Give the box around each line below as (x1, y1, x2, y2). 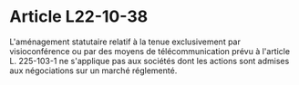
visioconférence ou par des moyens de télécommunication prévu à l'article (9, 45, 290, 56)
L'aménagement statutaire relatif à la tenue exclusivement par (9, 36, 242, 47)
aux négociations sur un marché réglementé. (9, 65, 178, 76)
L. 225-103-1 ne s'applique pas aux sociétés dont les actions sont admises (9, 55, 290, 66)
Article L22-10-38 (9, 6, 149, 27)
